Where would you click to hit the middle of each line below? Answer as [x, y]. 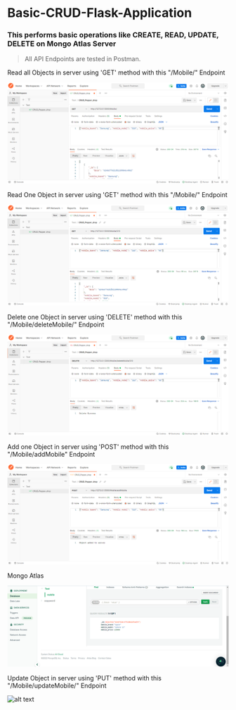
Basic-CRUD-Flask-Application [100, 13]
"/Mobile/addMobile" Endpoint [51, 454]
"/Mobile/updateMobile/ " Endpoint [57, 686]
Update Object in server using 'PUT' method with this [84, 678]
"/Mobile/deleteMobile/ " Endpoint [56, 324]
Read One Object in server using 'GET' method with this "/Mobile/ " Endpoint [118, 194]
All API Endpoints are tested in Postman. [83, 59]
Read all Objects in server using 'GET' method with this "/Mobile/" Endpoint [116, 72]
